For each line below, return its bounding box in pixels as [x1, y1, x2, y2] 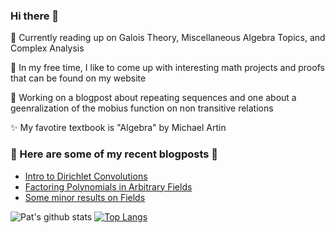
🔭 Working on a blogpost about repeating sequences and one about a [10, 92, 297, 104]
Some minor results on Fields [24, 191, 146, 203]
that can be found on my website [10, 72, 147, 84]
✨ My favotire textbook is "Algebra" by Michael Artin [10, 122, 227, 134]
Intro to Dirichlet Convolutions [24, 170, 148, 182]
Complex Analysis [10, 42, 85, 54]
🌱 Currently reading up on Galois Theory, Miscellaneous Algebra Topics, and [10, 32, 326, 44]
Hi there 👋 [10, 9, 60, 23]
